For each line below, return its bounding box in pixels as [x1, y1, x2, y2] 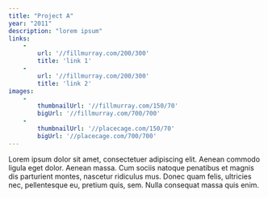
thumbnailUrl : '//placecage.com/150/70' [37, 124, 175, 133]
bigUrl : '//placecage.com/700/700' [37, 132, 157, 140]
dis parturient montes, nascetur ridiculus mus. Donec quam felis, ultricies [8, 171, 252, 181]
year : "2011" [8, 19, 52, 27]
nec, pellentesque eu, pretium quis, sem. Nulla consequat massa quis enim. [8, 179, 260, 190]
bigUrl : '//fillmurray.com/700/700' [37, 110, 161, 118]
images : [8, 86, 35, 95]
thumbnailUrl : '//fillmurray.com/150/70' [37, 102, 179, 110]
